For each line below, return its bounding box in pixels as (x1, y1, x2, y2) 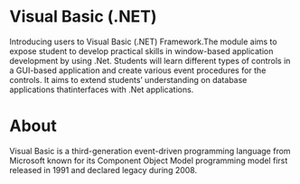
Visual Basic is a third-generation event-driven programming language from (9, 145, 291, 156)
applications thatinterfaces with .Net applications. (9, 84, 194, 95)
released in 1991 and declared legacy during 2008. (9, 164, 197, 175)
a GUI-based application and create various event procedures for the (9, 65, 267, 76)
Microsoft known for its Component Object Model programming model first (9, 155, 288, 166)
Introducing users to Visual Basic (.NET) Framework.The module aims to (9, 36, 277, 47)
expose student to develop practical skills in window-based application (9, 45, 274, 56)
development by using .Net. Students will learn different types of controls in (9, 55, 291, 66)
